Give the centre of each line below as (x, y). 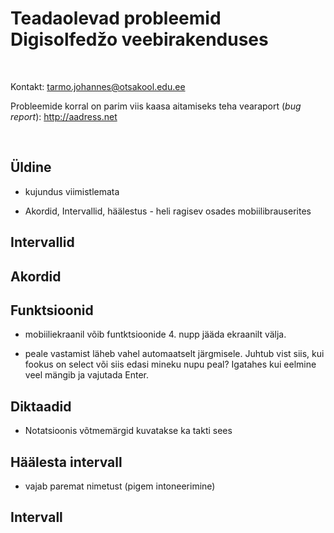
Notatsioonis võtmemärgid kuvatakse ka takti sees (128, 431)
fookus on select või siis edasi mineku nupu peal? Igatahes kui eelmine (170, 364)
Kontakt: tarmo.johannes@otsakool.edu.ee (98, 86)
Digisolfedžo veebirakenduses (139, 39)
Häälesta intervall (66, 462)
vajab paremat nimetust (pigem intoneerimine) (120, 486)
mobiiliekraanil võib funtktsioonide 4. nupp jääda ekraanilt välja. (155, 334)
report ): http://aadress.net (64, 116)
